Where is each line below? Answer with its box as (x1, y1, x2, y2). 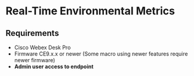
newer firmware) (14, 57, 56, 63)
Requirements (5, 28, 59, 38)
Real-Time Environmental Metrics (5, 4, 175, 18)
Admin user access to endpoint (14, 63, 94, 70)
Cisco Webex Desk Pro (14, 44, 71, 51)
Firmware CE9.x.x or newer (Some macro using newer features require (14, 50, 189, 57)
